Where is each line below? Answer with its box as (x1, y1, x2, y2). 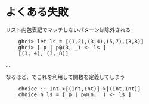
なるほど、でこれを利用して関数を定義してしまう (5, 73, 126, 80)
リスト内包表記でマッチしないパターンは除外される (5, 26, 131, 33)
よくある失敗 (5, 5, 69, 19)
